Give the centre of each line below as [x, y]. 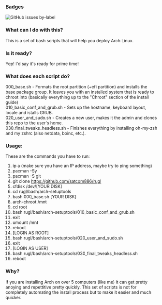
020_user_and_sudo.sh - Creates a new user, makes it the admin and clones [81, 118]
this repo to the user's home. [34, 123]
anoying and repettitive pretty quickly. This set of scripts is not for [71, 287]
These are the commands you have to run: [48, 156]
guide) [12, 102]
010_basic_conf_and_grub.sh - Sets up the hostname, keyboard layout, [76, 107]
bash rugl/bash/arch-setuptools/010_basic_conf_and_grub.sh [74, 212]
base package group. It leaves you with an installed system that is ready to [80, 92]
